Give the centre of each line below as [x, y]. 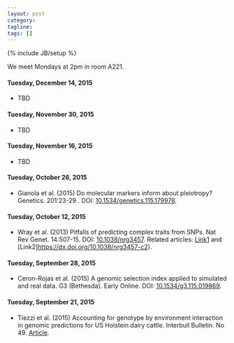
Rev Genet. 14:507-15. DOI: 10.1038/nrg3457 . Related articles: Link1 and [119, 239]
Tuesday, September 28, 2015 [52, 262]
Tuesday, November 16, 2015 [50, 146]
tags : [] [20, 33]
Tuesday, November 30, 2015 [51, 114]
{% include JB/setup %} [42, 53]
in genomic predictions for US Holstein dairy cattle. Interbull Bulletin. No [121, 325]
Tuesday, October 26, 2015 [47, 177]
